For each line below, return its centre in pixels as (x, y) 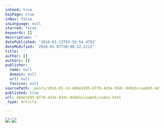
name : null (21, 70)
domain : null (23, 74)
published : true (22, 93)
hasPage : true (20, 14)
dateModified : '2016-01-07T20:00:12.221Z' (50, 47)
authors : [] (17, 61)
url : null (20, 79)
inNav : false (19, 19)
